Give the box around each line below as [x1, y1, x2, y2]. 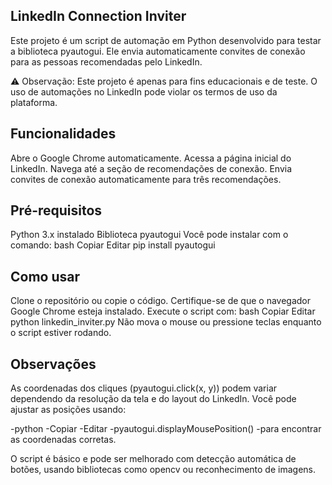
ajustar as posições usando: [10, 404, 127, 416]
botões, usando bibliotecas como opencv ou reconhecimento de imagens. [10, 464, 316, 476]
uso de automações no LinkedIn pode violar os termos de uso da [10, 85, 278, 98]
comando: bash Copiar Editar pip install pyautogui [10, 239, 216, 251]
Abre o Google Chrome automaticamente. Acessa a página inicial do [10, 152, 292, 164]
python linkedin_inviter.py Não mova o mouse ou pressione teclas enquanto [10, 316, 322, 328]
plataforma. [10, 96, 58, 108]
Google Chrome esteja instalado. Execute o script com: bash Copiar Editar [10, 305, 316, 318]
